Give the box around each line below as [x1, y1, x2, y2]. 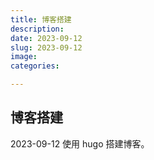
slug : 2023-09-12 [10, 42, 83, 53]
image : [10, 52, 38, 62]
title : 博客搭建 [10, 14, 72, 25]
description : [10, 24, 65, 34]
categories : [10, 61, 60, 71]
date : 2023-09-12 [10, 33, 83, 43]
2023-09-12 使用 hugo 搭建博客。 [10, 137, 150, 150]
